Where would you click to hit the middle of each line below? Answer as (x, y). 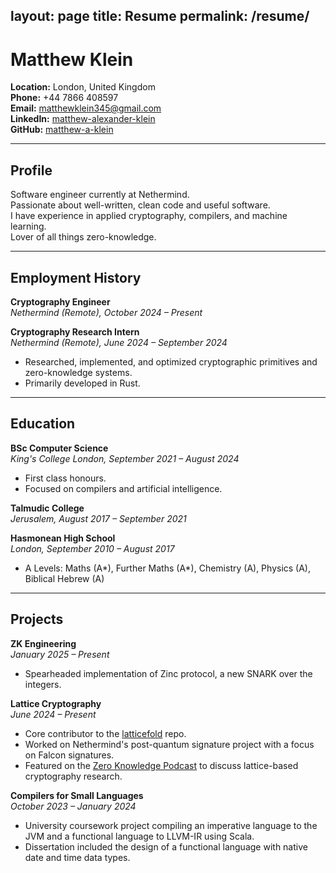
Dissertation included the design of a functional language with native (166, 846)
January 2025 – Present (60, 654)
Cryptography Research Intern (75, 331)
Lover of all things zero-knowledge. (83, 237)
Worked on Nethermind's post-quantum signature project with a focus (169, 744)
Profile (31, 170)
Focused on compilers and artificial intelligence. (123, 488)
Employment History (76, 277)
